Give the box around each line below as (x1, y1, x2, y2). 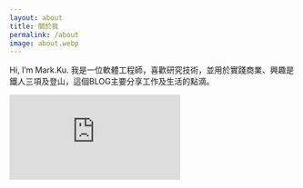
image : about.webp (9, 38, 79, 48)
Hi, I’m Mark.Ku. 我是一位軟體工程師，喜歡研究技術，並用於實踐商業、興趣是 (9, 64, 294, 75)
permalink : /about (9, 30, 79, 39)
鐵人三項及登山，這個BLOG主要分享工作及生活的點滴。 (9, 76, 215, 87)
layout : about (9, 13, 64, 23)
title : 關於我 (9, 22, 59, 31)
